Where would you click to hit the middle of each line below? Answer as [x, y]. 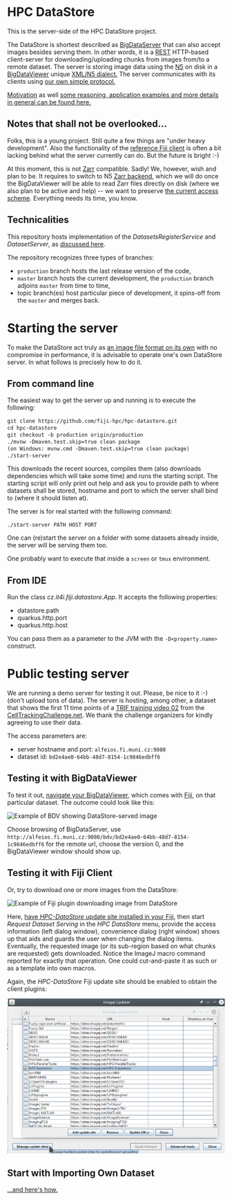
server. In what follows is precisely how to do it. [75, 362]
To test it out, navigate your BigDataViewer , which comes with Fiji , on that [112, 795]
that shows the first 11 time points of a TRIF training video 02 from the [106, 708]
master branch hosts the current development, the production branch [115, 278]
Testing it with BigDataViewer [72, 778]
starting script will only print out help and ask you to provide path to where [113, 483]
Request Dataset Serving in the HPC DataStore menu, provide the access [112, 924]
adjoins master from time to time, [64, 285]
